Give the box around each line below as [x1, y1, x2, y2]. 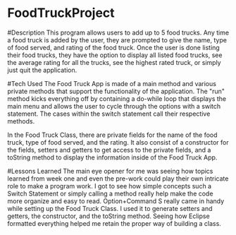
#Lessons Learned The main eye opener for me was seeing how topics [7, 167, 213, 175]
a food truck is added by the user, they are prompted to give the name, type [7, 35, 228, 44]
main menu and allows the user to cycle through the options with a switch [7, 102, 221, 110]
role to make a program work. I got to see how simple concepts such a [7, 181, 212, 190]
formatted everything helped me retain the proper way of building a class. [7, 219, 222, 227]
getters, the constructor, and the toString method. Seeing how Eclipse [7, 212, 210, 220]
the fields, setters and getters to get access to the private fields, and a [7, 145, 211, 154]
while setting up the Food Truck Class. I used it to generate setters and [7, 204, 213, 212]
